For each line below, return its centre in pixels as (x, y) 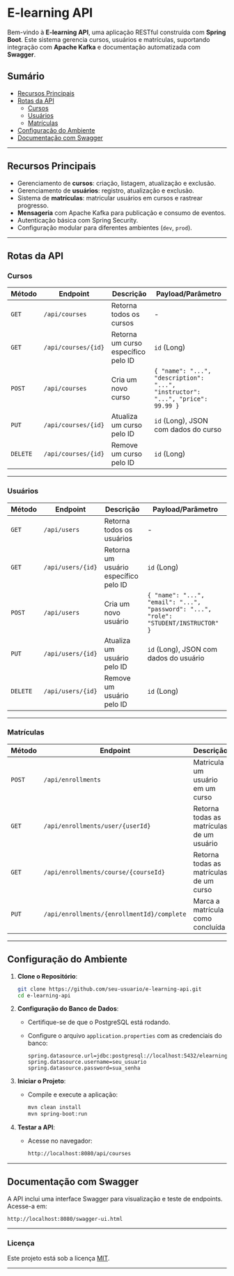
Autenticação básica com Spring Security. (78, 220)
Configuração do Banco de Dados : (68, 1009)
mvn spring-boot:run (57, 1114)
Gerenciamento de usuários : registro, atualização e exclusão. (106, 191)
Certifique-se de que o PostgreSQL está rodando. (99, 1022)
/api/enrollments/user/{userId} (97, 826)
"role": (160, 616)
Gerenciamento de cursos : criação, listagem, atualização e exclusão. (116, 183)
